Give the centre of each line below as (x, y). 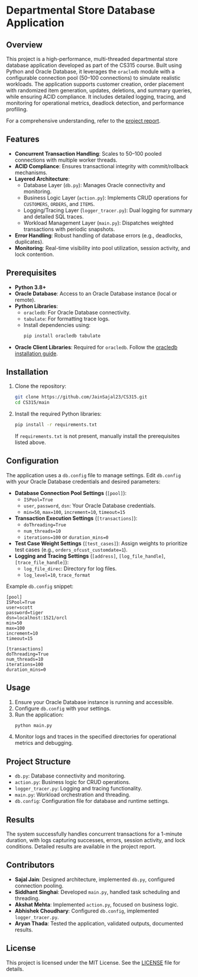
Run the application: (39, 715)
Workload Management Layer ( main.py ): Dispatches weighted (98, 223)
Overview (25, 45)
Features (23, 139)
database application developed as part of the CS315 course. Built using (94, 65)
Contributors (30, 865)
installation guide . (36, 353)
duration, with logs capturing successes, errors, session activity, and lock (96, 840)
